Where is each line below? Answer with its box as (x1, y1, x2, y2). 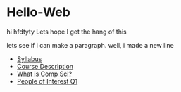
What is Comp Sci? (16, 70, 72, 78)
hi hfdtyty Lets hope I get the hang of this (6, 27, 127, 36)
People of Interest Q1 (16, 77, 78, 85)
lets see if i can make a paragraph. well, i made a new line (6, 41, 174, 49)
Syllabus (16, 54, 42, 63)
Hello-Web (6, 4, 71, 20)
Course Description (16, 62, 74, 70)
